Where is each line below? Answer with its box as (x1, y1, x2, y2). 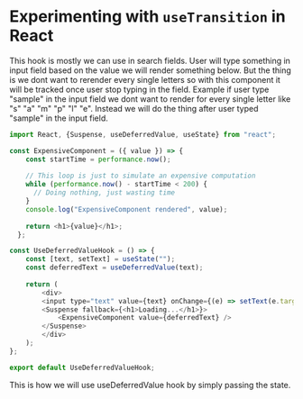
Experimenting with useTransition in (9, 6, 286, 27)
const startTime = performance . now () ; (25, 155, 171, 164)
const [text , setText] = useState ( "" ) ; (25, 255, 176, 264)
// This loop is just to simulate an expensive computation (25, 171, 256, 181)
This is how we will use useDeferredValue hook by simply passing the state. (9, 379, 291, 390)
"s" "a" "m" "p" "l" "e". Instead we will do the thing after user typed (9, 103, 259, 113)
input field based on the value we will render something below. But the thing (9, 65, 291, 76)
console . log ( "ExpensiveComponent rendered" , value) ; (25, 204, 228, 213)
